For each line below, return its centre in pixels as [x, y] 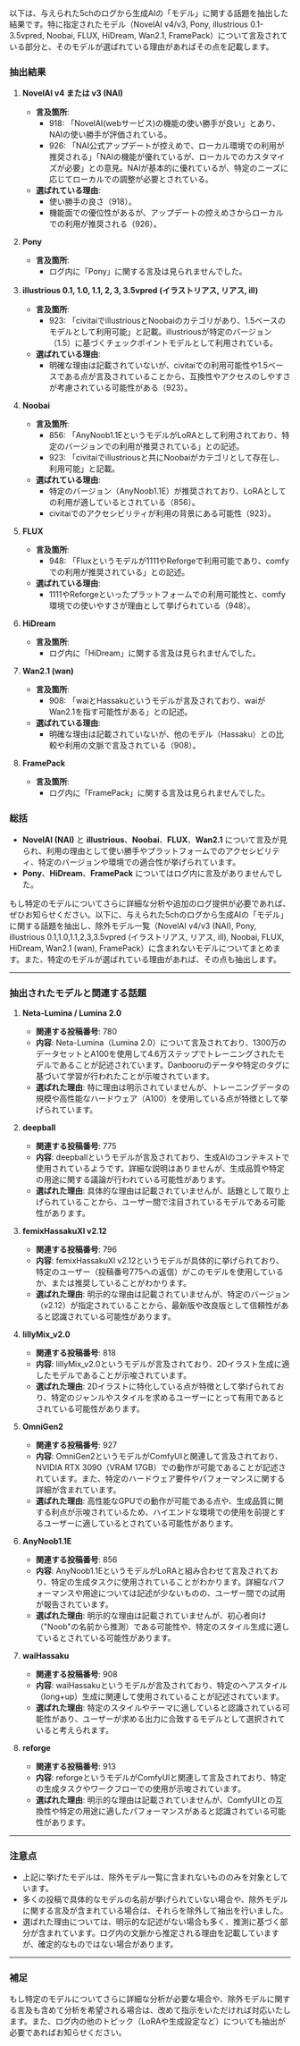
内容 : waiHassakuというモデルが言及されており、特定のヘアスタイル [161, 1685]
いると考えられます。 [75, 1729]
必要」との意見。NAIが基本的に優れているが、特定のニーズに [176, 168]
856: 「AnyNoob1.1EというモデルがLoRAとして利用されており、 [165, 435]
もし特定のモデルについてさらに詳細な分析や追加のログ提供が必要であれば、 [150, 903]
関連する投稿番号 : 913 [75, 1766]
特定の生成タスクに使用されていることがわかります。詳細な [160, 1582]
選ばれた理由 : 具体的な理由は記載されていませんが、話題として [151, 1190]
